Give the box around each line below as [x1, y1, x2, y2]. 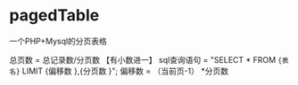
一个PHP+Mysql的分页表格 [9, 35, 107, 46]
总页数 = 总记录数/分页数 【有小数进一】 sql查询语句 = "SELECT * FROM [9, 54, 277, 65]
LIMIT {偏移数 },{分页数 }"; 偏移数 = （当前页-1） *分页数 [21, 66, 229, 76]
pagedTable [9, 5, 100, 26]
